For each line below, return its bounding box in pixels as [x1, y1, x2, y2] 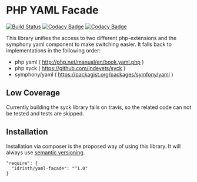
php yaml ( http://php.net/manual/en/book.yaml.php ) [14, 58, 144, 65]
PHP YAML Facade [6, 4, 99, 17]
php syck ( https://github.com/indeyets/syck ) [14, 64, 126, 71]
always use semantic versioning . [6, 148, 85, 156]
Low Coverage [6, 88, 61, 98]
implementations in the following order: [6, 47, 101, 54]
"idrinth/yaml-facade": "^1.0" [11, 166, 88, 171]
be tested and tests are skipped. [6, 110, 84, 117]
